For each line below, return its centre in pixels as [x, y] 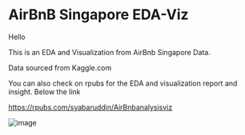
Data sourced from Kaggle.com [60, 67]
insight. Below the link [44, 91]
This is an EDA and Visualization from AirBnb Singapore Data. [109, 52]
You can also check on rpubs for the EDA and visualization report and [123, 83]
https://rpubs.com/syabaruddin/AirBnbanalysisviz [90, 107]
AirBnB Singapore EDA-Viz [99, 15]
